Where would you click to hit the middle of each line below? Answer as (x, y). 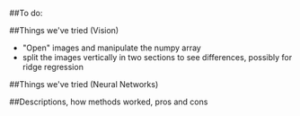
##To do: (26, 13)
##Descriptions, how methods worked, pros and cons (109, 102)
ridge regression (53, 67)
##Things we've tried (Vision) (64, 30)
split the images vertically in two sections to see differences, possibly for (157, 57)
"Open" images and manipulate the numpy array (112, 48)
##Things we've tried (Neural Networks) (84, 84)
